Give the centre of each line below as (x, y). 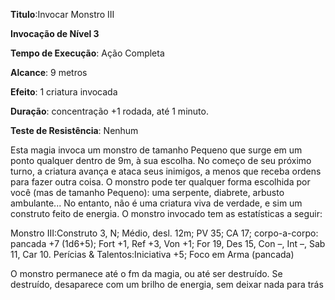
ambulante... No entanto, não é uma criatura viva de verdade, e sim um (156, 203)
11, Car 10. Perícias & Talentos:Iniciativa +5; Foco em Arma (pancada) (152, 254)
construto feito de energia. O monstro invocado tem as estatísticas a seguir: (166, 213)
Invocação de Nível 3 (55, 33)
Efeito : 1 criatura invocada (64, 92)
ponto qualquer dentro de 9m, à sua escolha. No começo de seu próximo (161, 160)
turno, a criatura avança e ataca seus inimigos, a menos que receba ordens (166, 171)
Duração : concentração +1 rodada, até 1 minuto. (109, 111)
